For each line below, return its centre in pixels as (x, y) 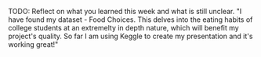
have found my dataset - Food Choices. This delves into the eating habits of (130, 20)
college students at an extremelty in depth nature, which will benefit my (123, 28)
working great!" (33, 45)
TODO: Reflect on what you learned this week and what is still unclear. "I (125, 11)
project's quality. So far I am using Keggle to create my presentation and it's (130, 36)
